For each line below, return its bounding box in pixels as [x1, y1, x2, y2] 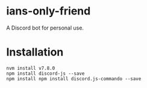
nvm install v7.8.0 [6, 65, 55, 71]
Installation [6, 45, 64, 59]
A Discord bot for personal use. [6, 24, 84, 31]
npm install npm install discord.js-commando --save [6, 75, 142, 82]
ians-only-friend [6, 4, 91, 18]
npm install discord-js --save [6, 71, 85, 77]
